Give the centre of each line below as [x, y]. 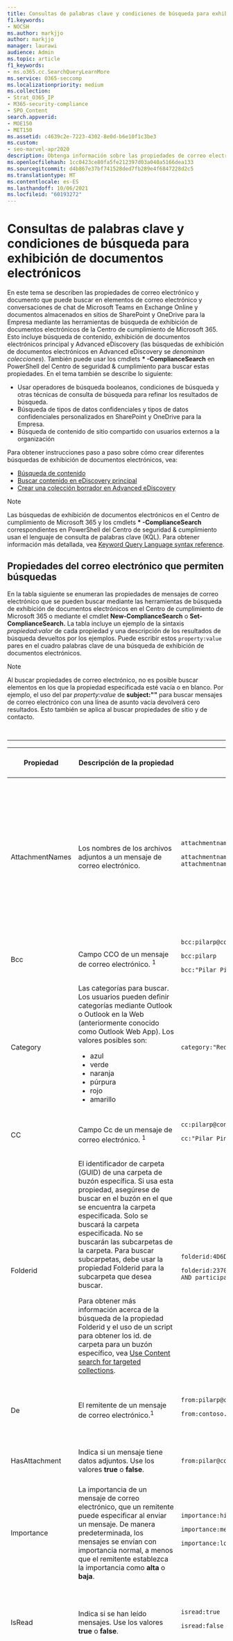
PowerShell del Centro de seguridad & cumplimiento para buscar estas [108, 366]
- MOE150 [20, 123]
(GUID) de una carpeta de [120, 1172]
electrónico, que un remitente [126, 1507]
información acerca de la [119, 1309]
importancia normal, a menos [126, 1550]
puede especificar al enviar [122, 1515]
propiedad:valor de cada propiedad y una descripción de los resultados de [114, 630]
